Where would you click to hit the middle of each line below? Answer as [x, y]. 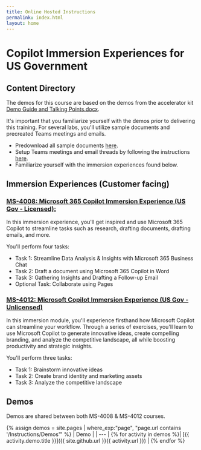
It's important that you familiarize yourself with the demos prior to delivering [101, 121]
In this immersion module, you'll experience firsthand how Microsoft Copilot [101, 320]
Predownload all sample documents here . [67, 145]
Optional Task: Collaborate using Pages [64, 284]
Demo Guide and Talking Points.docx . [53, 109]
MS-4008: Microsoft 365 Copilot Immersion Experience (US [96, 201]
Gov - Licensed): [31, 208]
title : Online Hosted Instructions [51, 12]
